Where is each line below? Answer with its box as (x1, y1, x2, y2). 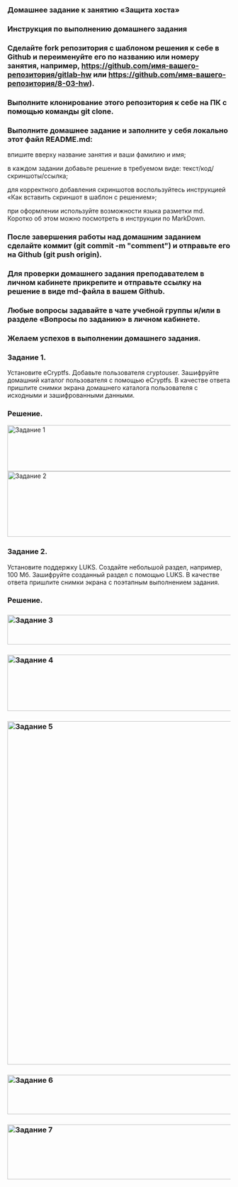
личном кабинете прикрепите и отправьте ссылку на (7, 277, 202, 287)
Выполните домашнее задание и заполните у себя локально (7, 126, 228, 135)
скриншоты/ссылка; (7, 172, 69, 180)
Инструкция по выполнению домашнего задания (7, 23, 188, 33)
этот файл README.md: (7, 134, 93, 144)
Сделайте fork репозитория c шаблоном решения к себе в (7, 43, 220, 52)
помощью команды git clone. (7, 106, 114, 116)
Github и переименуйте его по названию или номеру (7, 52, 200, 62)
